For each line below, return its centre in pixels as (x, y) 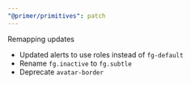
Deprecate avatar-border (62, 72)
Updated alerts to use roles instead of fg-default (101, 54)
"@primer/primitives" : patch (57, 16)
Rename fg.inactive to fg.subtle (76, 63)
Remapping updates (41, 39)
